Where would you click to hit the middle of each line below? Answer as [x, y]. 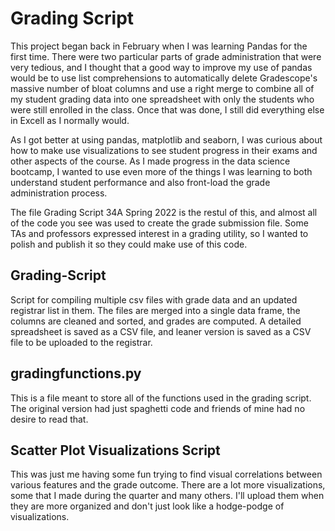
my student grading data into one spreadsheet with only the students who [162, 99]
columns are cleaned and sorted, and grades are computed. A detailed [156, 321]
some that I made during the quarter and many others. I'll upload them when [167, 496]
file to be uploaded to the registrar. [81, 342]
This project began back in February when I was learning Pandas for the [159, 46]
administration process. [59, 193]
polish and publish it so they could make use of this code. [129, 244]
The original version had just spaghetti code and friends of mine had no [158, 408]
